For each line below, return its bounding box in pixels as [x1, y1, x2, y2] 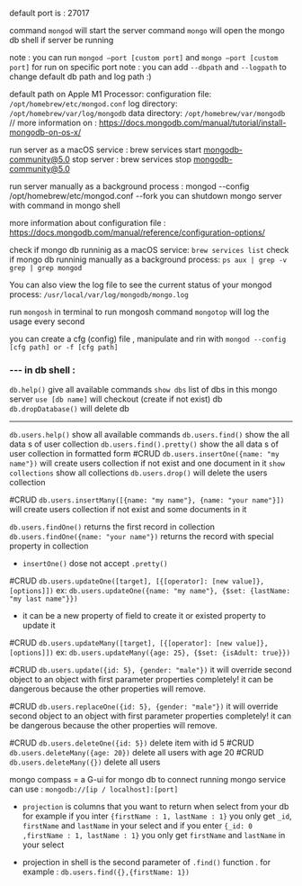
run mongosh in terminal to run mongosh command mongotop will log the [9, 306, 270, 317]
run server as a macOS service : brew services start [9, 144, 202, 155]
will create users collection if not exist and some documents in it [9, 504, 247, 515]
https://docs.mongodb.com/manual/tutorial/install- [98, 117, 287, 128]
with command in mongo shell [9, 200, 121, 211]
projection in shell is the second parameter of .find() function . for [22, 857, 271, 868]
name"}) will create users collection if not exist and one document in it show [9, 458, 286, 469]
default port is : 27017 [9, 8, 90, 18]
